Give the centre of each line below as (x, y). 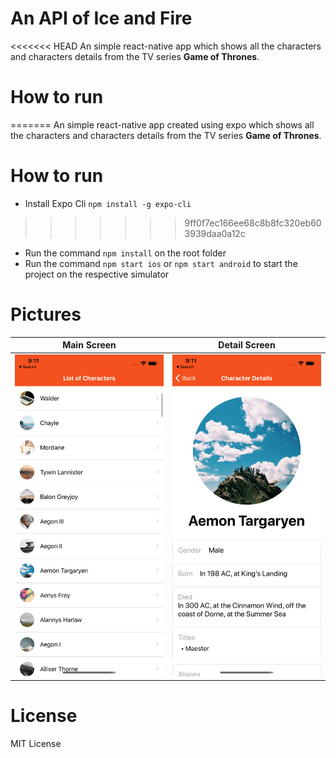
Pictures (46, 314)
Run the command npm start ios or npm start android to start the (161, 263)
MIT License (36, 744)
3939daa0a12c (215, 233)
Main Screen (89, 345)
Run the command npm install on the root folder (125, 253)
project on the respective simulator (97, 274)
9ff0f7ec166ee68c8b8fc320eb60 (253, 223)
